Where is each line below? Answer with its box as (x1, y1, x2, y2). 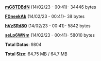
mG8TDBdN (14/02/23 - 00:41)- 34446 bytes (5, 4, 96, 10)
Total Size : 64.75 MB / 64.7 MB (5, 51, 67, 57)
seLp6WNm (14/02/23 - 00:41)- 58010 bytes (5, 32, 95, 38)
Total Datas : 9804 (5, 42, 42, 47)
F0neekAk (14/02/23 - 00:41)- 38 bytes (5, 14, 85, 19)
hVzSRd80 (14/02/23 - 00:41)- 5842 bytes (5, 23, 91, 29)
